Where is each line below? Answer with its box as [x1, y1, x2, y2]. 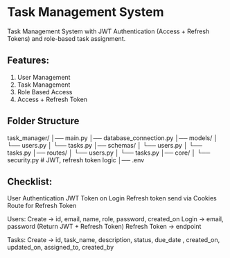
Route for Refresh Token [7, 202, 77, 210]
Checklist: [7, 175, 53, 187]
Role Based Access [17, 87, 73, 96]
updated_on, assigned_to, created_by [7, 243, 114, 252]
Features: [7, 55, 50, 67]
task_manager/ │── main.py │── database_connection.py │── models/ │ [7, 133, 218, 142]
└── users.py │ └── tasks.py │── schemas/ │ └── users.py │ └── [7, 141, 203, 149]
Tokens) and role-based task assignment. [7, 34, 126, 42]
